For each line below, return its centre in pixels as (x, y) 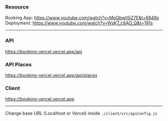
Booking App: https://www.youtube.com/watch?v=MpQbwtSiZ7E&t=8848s (82, 18)
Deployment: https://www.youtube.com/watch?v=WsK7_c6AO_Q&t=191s (79, 23)
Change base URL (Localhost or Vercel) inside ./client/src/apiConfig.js (81, 114)
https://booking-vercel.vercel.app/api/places (51, 75)
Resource (17, 7)
